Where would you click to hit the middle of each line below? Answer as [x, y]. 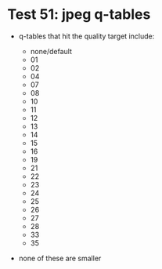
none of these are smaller [60, 258]
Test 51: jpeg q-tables [79, 15]
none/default [51, 51]
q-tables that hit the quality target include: [86, 36]
